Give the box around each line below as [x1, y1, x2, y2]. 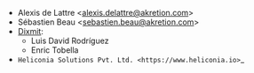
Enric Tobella [30, 45, 79, 55]
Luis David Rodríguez [30, 35, 109, 46]
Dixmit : [17, 26, 44, 36]
